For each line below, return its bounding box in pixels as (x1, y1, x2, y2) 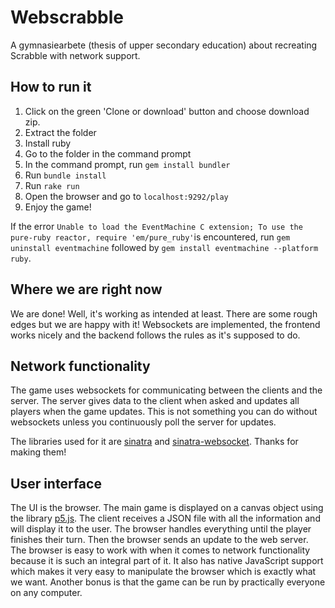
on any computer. (10, 587, 83, 599)
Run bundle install (24, 169, 107, 181)
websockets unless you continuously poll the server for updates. (10, 416, 277, 428)
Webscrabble (10, 6, 124, 29)
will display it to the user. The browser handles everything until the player (10, 523, 312, 535)
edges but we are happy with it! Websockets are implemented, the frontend (10, 318, 321, 330)
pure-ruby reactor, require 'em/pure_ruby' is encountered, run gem (10, 231, 291, 243)
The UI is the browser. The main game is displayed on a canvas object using (10, 502, 324, 514)
